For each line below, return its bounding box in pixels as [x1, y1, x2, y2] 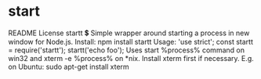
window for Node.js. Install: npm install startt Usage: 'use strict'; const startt [8, 37, 253, 46]
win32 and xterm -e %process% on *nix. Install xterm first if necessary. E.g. [8, 53, 255, 63]
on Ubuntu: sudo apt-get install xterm [8, 62, 129, 71]
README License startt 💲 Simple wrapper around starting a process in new [8, 28, 250, 38]
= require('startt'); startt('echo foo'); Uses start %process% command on [8, 45, 245, 55]
